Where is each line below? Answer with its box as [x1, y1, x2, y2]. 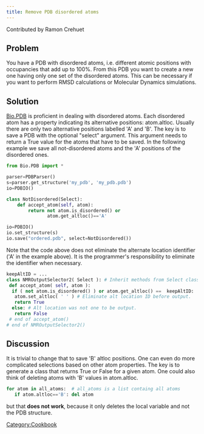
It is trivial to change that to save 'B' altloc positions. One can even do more [6, 355, 195, 362]
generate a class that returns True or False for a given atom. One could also [6, 368, 195, 375]
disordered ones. [6, 151, 49, 159]
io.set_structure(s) [6, 230, 59, 236]
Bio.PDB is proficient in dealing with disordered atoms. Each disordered [6, 112, 185, 120]
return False [14, 311, 47, 317]
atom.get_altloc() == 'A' [47, 213, 107, 219]
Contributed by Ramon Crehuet [6, 26, 84, 33]
